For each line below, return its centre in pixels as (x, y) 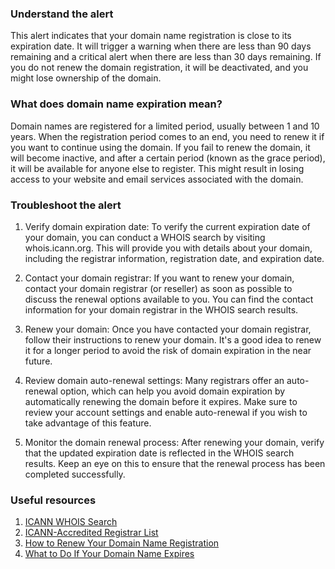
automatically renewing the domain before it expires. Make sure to (161, 401)
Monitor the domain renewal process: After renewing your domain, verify (174, 442)
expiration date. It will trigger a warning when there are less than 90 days (161, 46)
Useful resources (53, 500)
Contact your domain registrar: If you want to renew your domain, (159, 278)
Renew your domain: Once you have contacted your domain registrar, (168, 329)
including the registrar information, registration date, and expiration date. (174, 258)
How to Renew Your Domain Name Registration (122, 543)
